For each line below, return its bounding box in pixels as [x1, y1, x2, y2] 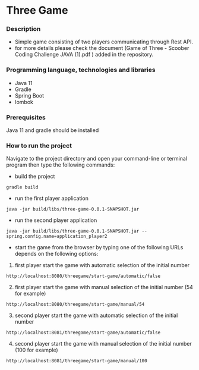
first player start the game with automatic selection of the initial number [14, 262, 190, 269]
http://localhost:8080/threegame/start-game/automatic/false [6, 273, 161, 280]
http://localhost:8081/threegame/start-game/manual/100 [6, 358, 147, 364]
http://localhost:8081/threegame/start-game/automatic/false [6, 330, 161, 336]
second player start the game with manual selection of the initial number [14, 340, 192, 347]
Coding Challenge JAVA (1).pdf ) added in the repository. [14, 51, 154, 58]
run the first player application [14, 195, 89, 202]
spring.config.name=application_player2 [6, 233, 108, 240]
